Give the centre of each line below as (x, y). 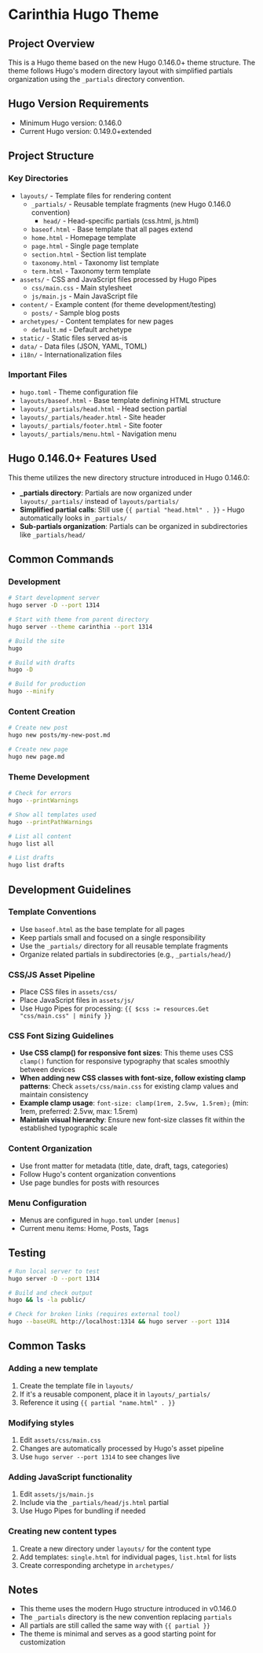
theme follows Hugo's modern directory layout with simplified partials (121, 71)
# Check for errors (40, 793)
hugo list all (31, 844)
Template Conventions (52, 912)
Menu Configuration (47, 1203)
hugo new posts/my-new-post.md (59, 735)
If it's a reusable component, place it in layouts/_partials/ (115, 1394)
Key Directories (38, 179)
